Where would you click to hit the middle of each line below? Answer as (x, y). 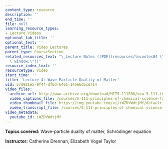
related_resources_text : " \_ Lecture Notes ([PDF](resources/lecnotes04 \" (85, 56)
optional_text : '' (24, 43)
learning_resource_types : (32, 29)
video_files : (19, 89)
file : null (16, 24)
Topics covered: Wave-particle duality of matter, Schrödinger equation (78, 131)
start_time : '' (21, 75)
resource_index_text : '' (31, 66)
